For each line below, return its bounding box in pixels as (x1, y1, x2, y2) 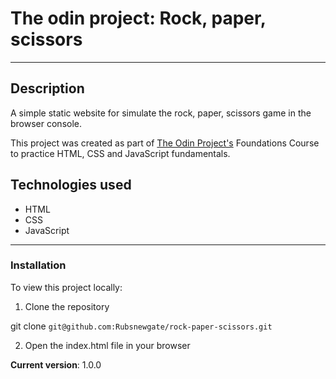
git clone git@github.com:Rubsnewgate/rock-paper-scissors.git (10, 320, 273, 332)
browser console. (10, 117, 83, 129)
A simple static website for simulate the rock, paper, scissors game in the (10, 107, 312, 119)
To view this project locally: (10, 281, 123, 293)
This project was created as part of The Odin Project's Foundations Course (10, 137, 320, 149)
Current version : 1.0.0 (10, 358, 102, 371)
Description (10, 80, 85, 97)
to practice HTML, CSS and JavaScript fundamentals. (10, 147, 231, 159)
